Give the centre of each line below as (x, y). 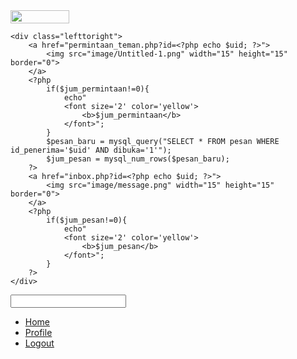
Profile (38, 332)
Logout (39, 343)
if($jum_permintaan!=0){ (98, 89)
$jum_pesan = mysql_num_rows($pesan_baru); (138, 159)
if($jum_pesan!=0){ (87, 220)
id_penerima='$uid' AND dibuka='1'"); (91, 150)
